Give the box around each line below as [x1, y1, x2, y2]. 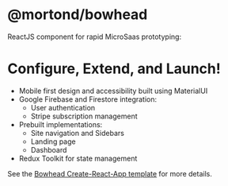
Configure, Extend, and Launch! [7, 60, 221, 78]
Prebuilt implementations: [18, 119, 103, 129]
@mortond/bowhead [7, 6, 148, 24]
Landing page [30, 137, 76, 146]
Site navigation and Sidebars [30, 128, 124, 138]
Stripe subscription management [30, 111, 138, 121]
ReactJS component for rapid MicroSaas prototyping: [7, 32, 182, 41]
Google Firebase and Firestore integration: [18, 94, 158, 104]
